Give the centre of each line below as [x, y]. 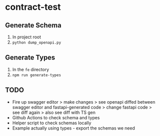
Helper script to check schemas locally [52, 123]
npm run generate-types [37, 75]
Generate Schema [33, 25]
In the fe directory [31, 69]
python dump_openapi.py [37, 43]
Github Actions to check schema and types [56, 117]
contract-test [33, 7]
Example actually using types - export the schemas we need [74, 128]
